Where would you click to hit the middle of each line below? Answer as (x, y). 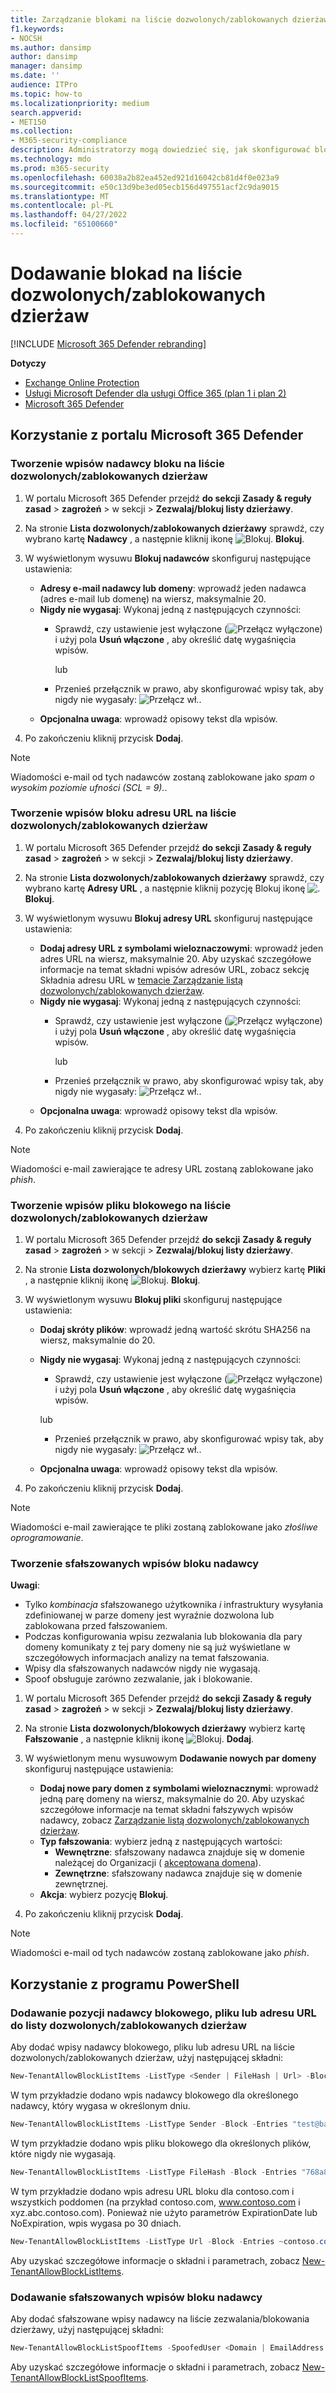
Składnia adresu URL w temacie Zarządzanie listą (141, 980)
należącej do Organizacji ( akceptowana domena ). (158, 1863)
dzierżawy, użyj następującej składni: (87, 2329)
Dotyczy (28, 363)
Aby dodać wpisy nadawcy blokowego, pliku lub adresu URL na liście (152, 2047)
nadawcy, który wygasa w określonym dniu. (100, 2105)
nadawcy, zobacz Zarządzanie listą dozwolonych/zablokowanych (174, 1820)
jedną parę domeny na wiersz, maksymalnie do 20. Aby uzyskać (172, 1799)
